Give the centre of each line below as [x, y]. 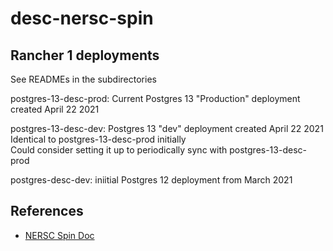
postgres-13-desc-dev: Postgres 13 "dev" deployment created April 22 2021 [167, 128]
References [47, 211]
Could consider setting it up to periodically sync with [119, 150]
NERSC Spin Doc [59, 235]
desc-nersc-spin [82, 18]
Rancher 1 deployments [85, 55]
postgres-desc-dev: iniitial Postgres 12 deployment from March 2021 [151, 180]
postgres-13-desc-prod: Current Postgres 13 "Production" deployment [155, 98]
